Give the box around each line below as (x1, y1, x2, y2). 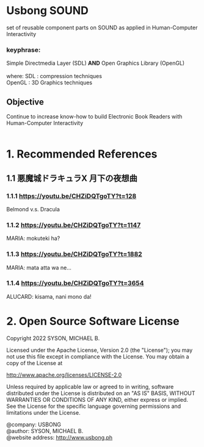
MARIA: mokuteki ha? (6, 234, 60, 242)
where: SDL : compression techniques (6, 73, 103, 80)
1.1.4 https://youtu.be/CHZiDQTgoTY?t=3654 (6, 279, 144, 288)
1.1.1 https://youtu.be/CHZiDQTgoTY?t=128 (6, 192, 137, 200)
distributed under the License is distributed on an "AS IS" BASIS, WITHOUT (6, 389, 195, 397)
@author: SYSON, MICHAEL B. (6, 427, 84, 434)
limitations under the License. (6, 409, 81, 416)
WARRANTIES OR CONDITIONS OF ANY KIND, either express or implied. (6, 396, 188, 403)
